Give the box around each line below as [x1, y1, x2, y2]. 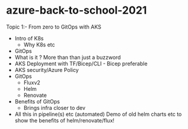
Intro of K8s [14, 34, 44, 42]
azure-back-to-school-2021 [6, 4, 147, 17]
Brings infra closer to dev [23, 104, 86, 111]
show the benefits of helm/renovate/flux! [14, 117, 114, 124]
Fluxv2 [23, 78, 40, 86]
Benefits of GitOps [14, 97, 60, 105]
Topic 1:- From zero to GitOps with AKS [6, 23, 102, 30]
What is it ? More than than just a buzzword [14, 54, 121, 61]
